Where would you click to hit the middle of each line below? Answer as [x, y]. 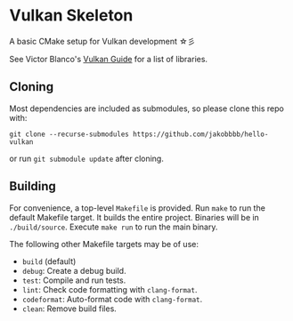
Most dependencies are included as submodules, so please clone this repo [147, 108]
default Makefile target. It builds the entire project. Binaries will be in [134, 217]
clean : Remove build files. [69, 309]
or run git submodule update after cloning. [87, 158]
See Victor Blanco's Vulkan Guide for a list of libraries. [108, 59]
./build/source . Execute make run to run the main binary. [114, 227]
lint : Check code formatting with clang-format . [110, 289]
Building [33, 186]
